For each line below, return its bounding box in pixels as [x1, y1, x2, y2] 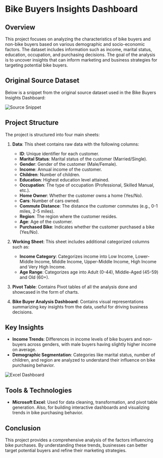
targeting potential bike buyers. [5, 62, 68, 68]
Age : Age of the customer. [19, 218, 73, 224]
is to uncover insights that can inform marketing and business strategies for [5, 57, 158, 62]
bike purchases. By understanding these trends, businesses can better [5, 442, 148, 448]
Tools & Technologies [5, 386, 72, 395]
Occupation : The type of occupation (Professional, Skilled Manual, [19, 182, 155, 188]
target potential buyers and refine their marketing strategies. [5, 448, 127, 454]
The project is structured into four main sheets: [5, 131, 100, 137]
